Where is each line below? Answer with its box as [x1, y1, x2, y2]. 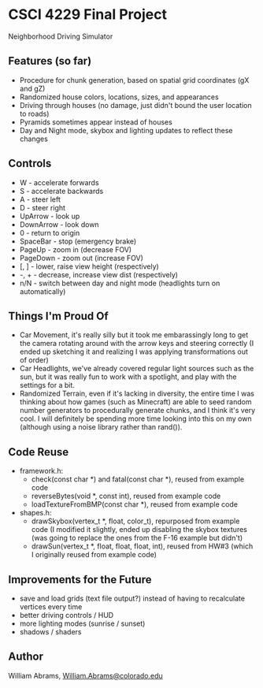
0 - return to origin [19, 228, 80, 237]
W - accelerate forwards [19, 177, 100, 187]
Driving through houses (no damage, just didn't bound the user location [19, 100, 252, 110]
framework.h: [19, 467, 64, 476]
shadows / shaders [19, 627, 82, 636]
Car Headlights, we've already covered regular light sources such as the [19, 364, 254, 374]
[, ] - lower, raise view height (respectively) [19, 262, 159, 271]
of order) [19, 355, 49, 365]
